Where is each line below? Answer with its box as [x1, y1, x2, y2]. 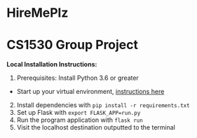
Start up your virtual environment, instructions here [16, 88, 165, 96]
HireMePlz [6, 5, 69, 21]
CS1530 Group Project [6, 37, 138, 53]
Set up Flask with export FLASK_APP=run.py [16, 109, 141, 117]
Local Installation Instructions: [6, 60, 97, 69]
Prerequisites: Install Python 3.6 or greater [16, 74, 140, 82]
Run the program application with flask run [16, 116, 143, 124]
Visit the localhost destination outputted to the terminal [16, 123, 176, 132]
